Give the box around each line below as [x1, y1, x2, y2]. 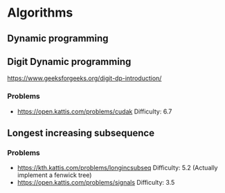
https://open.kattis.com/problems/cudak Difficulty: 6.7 [17, 107, 172, 116]
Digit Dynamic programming [7, 55, 132, 67]
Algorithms [7, 5, 73, 21]
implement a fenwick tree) [17, 171, 92, 179]
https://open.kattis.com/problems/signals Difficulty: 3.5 [17, 178, 175, 187]
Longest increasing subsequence [7, 127, 154, 139]
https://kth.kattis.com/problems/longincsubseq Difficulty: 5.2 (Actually [17, 164, 218, 172]
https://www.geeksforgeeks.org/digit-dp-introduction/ [7, 74, 162, 82]
